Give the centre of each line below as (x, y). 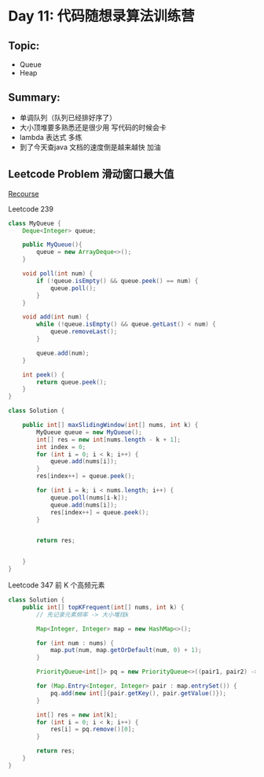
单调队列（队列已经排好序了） (68, 117)
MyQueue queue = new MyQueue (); (90, 432)
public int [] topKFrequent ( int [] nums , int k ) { (103, 607)
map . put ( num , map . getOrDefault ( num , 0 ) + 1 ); (126, 650)
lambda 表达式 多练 (51, 137)
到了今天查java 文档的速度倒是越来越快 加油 (90, 147)
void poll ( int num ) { (57, 274)
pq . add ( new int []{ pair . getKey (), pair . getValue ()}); (138, 693)
